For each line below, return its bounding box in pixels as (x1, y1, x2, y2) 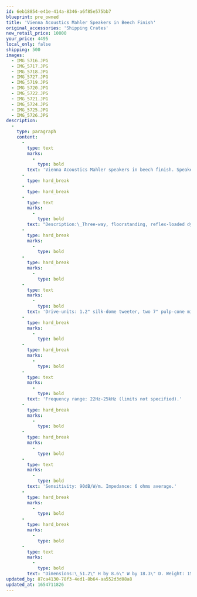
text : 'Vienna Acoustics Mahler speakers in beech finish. (27, 167, 175, 173)
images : (6, 52, 25, 58)
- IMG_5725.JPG (11, 107, 49, 113)
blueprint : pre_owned (6, 14, 59, 20)
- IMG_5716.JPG (11, 58, 49, 63)
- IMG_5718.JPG (11, 69, 49, 75)
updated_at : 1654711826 (6, 582, 64, 588)
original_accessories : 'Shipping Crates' (6, 25, 109, 31)
